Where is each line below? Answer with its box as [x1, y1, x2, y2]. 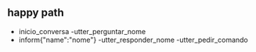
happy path [7, 6, 64, 19]
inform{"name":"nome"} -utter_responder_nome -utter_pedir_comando [18, 35, 248, 44]
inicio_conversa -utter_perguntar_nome [18, 26, 146, 36]
